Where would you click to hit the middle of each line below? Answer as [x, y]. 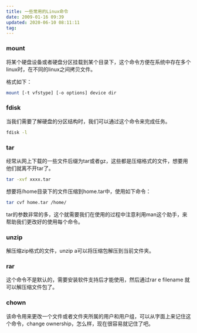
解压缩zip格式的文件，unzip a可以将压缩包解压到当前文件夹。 [80, 250]
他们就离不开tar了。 [30, 168]
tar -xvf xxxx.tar [28, 179]
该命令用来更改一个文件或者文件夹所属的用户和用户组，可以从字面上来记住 [96, 316]
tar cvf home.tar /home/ [36, 202]
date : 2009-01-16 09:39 [35, 17]
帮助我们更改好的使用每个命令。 [45, 222]
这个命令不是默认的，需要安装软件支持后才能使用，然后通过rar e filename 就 [98, 280]
